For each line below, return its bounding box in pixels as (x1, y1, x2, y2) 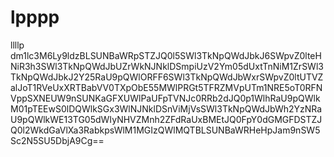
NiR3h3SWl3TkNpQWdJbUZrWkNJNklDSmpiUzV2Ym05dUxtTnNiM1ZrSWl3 (10, 60, 324, 72)
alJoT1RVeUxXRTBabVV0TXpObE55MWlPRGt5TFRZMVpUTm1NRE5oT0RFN (10, 81, 323, 93)
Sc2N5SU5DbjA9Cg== (10, 134, 105, 146)
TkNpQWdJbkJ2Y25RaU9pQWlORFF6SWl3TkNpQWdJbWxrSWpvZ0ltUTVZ (10, 71, 324, 83)
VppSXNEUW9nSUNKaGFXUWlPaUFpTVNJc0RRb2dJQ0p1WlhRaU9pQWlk (10, 92, 321, 104)
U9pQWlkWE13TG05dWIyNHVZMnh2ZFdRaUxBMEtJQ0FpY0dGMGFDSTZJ (10, 113, 323, 125)
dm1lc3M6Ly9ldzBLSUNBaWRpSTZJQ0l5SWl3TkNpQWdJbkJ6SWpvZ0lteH (10, 49, 322, 61)
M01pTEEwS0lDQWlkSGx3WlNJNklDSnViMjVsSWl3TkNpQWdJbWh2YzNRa (10, 102, 323, 115)
